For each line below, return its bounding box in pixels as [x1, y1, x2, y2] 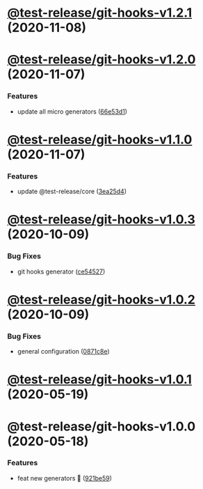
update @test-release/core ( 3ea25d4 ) [17, 187, 127, 196]
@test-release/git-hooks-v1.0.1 [7, 372, 193, 388]
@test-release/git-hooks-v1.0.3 [7, 211, 196, 227]
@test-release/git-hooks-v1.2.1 [7, 5, 193, 21]
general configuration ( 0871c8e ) [17, 347, 110, 356]
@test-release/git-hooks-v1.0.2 [7, 292, 196, 308]
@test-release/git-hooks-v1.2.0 [7, 52, 196, 68]
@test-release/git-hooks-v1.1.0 [7, 131, 193, 147]
